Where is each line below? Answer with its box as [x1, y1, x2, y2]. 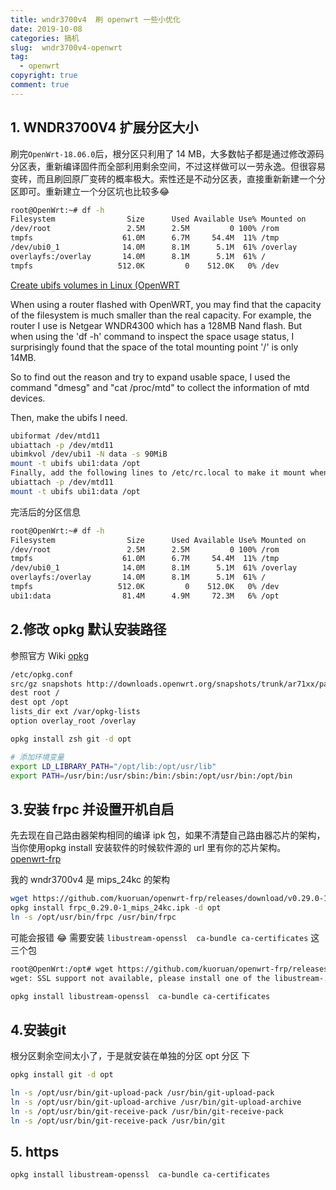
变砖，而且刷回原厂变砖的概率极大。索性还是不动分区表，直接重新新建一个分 [10, 172, 326, 185]
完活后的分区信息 [10, 506, 81, 518]
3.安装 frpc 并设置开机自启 [10, 801, 175, 818]
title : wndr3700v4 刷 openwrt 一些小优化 [10, 14, 181, 25]
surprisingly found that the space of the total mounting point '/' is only [10, 341, 299, 353]
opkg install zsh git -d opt [10, 734, 132, 744]
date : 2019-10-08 [10, 24, 83, 34]
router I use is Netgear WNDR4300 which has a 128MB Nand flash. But [10, 319, 303, 331]
